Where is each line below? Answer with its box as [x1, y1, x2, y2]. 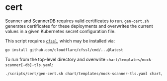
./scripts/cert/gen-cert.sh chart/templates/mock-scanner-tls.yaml [5, 71, 148, 76]
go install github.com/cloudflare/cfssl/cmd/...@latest [5, 47, 123, 52]
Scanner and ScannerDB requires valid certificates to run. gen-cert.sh [5, 18, 149, 24]
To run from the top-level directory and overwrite [5, 56, 106, 62]
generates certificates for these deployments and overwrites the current [5, 23, 153, 29]
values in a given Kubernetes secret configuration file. [5, 28, 116, 34]
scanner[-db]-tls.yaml [5, 62, 52, 68]
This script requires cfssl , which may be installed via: [5, 38, 115, 43]
